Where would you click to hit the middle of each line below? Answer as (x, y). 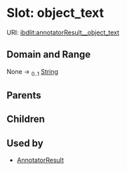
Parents (24, 95)
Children (26, 119)
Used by (25, 143)
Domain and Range (49, 55)
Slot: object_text (55, 13)
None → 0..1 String (33, 72)
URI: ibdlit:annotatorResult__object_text (63, 32)
